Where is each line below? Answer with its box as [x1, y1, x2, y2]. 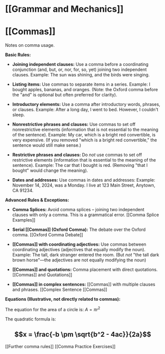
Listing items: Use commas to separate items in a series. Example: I [12, 81, 150, 87]
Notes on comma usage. [5, 42, 55, 48]
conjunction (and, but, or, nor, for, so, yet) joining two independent [12, 66, 147, 72]
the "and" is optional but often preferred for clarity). [12, 92, 117, 98]
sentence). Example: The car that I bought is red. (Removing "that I [12, 162, 148, 168]
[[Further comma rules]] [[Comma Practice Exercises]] [5, 343, 116, 349]
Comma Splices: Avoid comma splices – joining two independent [12, 207, 144, 213]
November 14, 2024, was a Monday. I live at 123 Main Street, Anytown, [12, 182, 156, 188]
